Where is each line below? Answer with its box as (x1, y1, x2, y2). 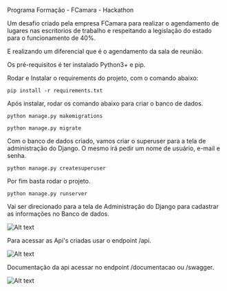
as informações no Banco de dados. (7, 210, 110, 218)
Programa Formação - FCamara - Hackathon (7, 6, 134, 14)
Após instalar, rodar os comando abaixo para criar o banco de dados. (7, 99, 204, 108)
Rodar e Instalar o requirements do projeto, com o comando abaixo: (7, 74, 199, 82)
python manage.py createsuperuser (7, 165, 107, 172)
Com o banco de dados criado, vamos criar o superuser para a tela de (7, 137, 206, 145)
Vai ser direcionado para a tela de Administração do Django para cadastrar (7, 203, 219, 210)
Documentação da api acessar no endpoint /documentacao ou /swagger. (7, 263, 215, 271)
